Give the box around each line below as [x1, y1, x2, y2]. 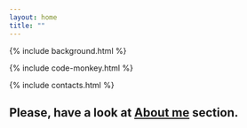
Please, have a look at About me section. [9, 105, 239, 120]
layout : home [9, 12, 58, 22]
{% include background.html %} [9, 45, 127, 56]
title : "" [9, 21, 46, 30]
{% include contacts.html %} [9, 79, 115, 90]
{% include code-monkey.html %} [9, 63, 133, 73]
